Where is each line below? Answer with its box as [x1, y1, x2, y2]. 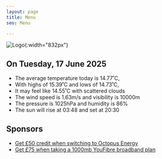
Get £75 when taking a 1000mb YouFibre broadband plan [14, 146, 156, 153]
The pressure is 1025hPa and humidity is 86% [14, 100, 129, 108]
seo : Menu [6, 20, 31, 26]
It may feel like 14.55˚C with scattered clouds [14, 87, 126, 94]
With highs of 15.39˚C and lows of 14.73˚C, [14, 81, 120, 88]
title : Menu [6, 14, 36, 20]
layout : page [6, 8, 39, 15]
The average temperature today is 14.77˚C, [14, 75, 120, 82]
